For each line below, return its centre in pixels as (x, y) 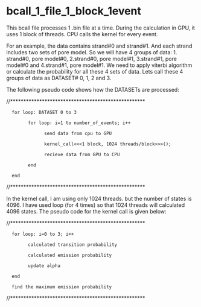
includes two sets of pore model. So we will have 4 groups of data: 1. (92, 52)
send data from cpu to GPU (78, 133)
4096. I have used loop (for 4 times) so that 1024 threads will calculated (96, 205)
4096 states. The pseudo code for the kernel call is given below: (87, 211)
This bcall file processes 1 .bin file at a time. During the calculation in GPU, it (101, 28)
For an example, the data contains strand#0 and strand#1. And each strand (99, 46)
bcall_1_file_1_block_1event (74, 11)
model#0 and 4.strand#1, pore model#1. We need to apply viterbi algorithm (99, 65)
